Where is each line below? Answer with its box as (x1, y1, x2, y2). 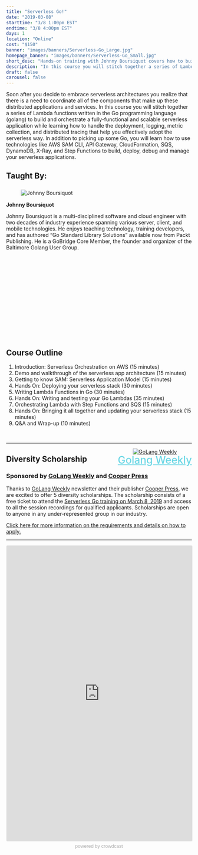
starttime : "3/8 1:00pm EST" (6, 19, 78, 25)
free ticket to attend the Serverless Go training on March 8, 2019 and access (6, 498, 192, 505)
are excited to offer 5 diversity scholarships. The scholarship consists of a (6, 492, 186, 499)
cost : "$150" (6, 42, 38, 48)
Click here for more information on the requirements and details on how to (6, 522, 186, 529)
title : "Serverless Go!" (6, 8, 67, 15)
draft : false (6, 69, 38, 75)
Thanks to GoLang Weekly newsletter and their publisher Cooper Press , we (6, 485, 189, 492)
